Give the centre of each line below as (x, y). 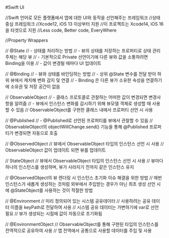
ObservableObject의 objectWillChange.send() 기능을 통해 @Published (77, 127)
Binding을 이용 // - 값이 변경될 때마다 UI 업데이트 (53, 63)
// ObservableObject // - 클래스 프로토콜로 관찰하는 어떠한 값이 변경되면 (76, 97)
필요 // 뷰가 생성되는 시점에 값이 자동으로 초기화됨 (54, 214)
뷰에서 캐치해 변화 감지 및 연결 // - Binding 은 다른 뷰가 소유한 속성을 (77, 80)
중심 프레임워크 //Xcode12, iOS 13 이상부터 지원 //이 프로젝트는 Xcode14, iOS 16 (84, 24)
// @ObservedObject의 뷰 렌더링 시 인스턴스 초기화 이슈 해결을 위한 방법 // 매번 (84, 178)
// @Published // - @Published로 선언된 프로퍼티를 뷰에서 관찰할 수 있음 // (79, 121)
